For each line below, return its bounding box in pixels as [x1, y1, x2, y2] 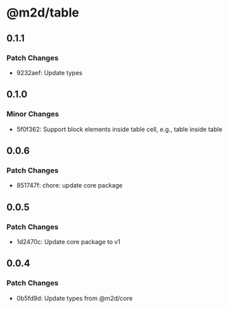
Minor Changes [6, 109, 59, 119]
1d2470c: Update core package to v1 [16, 237, 121, 246]
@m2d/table [6, 5, 80, 21]
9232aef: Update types [16, 68, 83, 77]
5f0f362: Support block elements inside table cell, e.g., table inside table [16, 125, 223, 133]
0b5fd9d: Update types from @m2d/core [16, 294, 133, 302]
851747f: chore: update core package [16, 181, 123, 190]
